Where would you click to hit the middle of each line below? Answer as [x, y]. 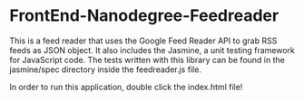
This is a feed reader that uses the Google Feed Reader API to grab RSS [143, 41]
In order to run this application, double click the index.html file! [126, 87]
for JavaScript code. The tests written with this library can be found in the [147, 60]
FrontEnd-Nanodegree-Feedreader [144, 16]
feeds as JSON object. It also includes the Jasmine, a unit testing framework [152, 50]
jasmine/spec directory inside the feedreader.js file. [106, 69]
